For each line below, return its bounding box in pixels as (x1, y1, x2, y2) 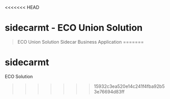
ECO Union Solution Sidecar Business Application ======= (17, 39, 144, 45)
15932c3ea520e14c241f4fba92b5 (94, 83, 165, 89)
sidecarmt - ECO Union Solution (5, 22, 143, 34)
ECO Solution (5, 73, 33, 79)
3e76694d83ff (94, 88, 125, 94)
